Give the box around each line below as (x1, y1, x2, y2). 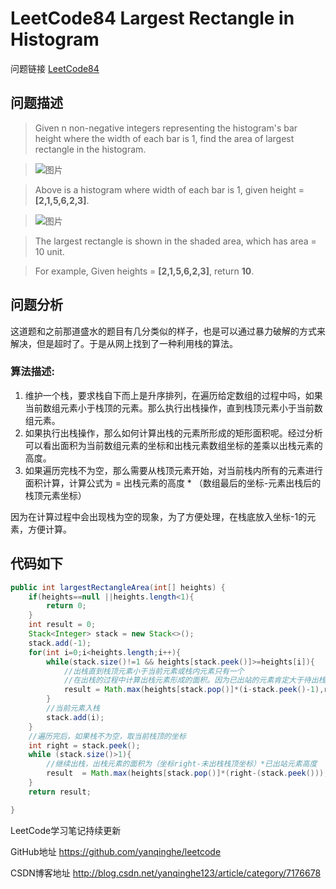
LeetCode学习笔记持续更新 (10, 824, 122, 836)
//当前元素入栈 (46, 703, 100, 714)
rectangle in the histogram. (34, 143, 147, 155)
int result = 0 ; (28, 620, 97, 630)
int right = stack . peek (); (28, 740, 141, 751)
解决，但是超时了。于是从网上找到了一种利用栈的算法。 (10, 337, 238, 349)
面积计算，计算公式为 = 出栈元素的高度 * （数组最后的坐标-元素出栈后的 (24, 477, 322, 489)
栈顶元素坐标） (24, 489, 87, 501)
